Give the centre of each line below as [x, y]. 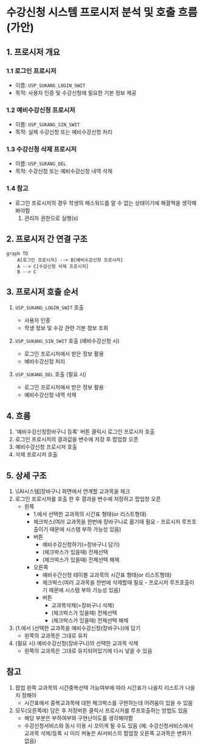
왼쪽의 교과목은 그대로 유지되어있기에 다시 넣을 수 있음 [88, 651]
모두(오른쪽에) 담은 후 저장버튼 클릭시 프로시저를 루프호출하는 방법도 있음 [101, 710]
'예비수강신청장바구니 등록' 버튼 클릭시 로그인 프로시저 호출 [85, 432]
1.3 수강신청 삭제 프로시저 [42, 150]
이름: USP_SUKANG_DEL [41, 163]
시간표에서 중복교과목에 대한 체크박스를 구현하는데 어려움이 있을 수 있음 [108, 703]
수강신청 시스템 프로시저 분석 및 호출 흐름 [102, 12]
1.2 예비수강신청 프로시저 [41, 110]
